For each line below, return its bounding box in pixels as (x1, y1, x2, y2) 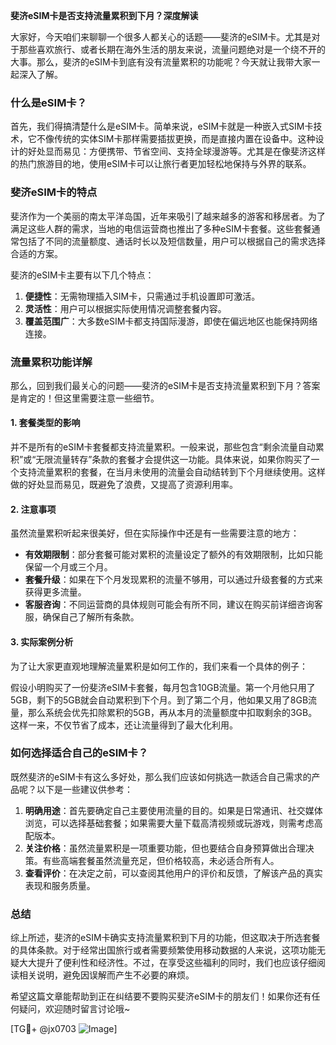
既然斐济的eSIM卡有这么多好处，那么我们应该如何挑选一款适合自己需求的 (10, 770, 312, 783)
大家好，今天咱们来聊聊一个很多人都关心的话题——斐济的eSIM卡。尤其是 (10, 31, 312, 43)
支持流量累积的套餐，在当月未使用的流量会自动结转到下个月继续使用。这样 (18, 466, 326, 478)
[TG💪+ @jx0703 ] (10, 1023, 118, 1035)
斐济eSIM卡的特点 (10, 185, 98, 199)
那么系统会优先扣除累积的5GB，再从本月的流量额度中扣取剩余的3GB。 (27, 706, 318, 718)
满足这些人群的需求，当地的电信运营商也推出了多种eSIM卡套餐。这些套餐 (10, 222, 312, 234)
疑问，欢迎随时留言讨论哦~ (18, 1003, 131, 1015)
